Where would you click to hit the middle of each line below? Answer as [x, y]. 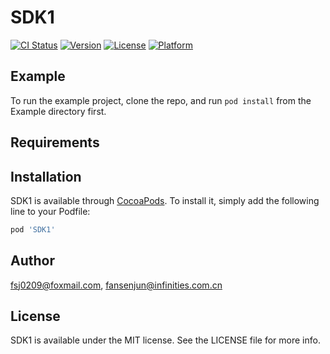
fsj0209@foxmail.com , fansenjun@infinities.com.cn [116, 285]
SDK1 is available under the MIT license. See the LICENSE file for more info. [165, 340]
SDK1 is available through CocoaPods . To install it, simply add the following [165, 200]
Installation [46, 176]
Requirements [55, 142]
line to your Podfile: [50, 211]
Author [32, 261]
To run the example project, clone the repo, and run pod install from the [161, 100]
